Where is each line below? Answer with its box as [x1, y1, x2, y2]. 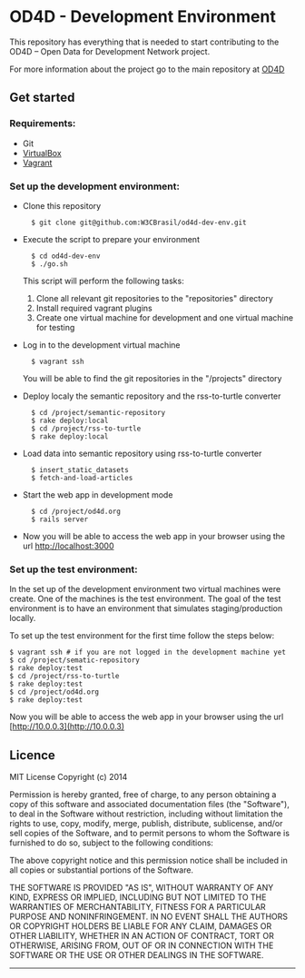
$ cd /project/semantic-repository [31, 408, 166, 417]
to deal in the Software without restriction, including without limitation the [9, 808, 283, 819]
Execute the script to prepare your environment [22, 233, 200, 244]
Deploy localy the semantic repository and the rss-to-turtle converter [22, 390, 281, 401]
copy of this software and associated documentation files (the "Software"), [9, 799, 290, 810]
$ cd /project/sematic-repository [9, 656, 141, 665]
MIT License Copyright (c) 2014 [9, 772, 128, 783]
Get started [9, 90, 75, 105]
